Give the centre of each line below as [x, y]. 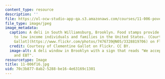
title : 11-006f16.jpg [27, 64]
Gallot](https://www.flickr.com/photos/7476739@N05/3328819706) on [84, 42]
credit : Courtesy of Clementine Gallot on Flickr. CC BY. [70, 46]
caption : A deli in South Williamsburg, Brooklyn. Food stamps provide [84, 32]
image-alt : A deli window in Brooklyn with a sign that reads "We [79, 51]
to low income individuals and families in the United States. [80, 37]
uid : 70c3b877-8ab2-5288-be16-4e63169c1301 [50, 69]
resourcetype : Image [26, 60]
